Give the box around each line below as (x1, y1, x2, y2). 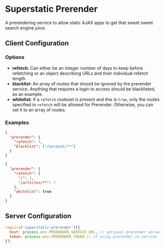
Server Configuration (5, 212, 72, 220)
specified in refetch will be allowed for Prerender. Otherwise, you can (12, 102, 154, 108)
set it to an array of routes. (12, 107, 66, 112)
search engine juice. (5, 25, 46, 30)
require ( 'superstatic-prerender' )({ (5, 225, 80, 230)
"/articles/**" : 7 (18, 180, 56, 185)
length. (12, 75, 27, 82)
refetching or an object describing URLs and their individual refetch (12, 70, 148, 76)
